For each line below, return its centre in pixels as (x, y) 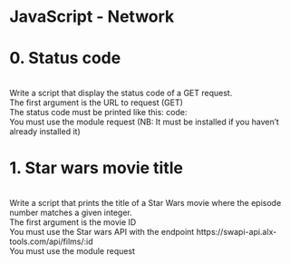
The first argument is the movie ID (73, 222)
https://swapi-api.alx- (237, 232)
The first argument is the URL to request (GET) (97, 103)
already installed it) (45, 132)
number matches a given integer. (71, 213)
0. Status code (65, 59)
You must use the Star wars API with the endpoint (102, 232)
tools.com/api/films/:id (51, 241)
